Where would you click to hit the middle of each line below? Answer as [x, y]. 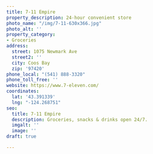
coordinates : [23, 91]
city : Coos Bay [31, 63]
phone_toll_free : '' [32, 80]
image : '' [24, 131]
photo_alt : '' [24, 29]
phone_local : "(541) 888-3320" [46, 74]
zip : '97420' [28, 68]
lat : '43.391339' [34, 97]
